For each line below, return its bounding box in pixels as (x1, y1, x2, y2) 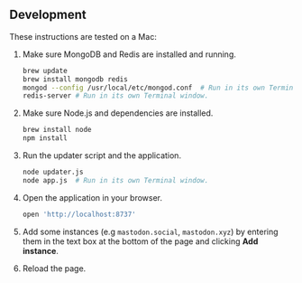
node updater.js (22, 167, 84, 177)
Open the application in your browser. (22, 192, 163, 203)
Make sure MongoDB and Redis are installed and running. (22, 49, 237, 60)
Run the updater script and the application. (22, 150, 182, 161)
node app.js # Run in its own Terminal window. (22, 175, 209, 184)
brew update (22, 66, 68, 75)
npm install (22, 134, 68, 143)
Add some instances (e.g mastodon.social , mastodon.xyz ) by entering (22, 226, 279, 237)
